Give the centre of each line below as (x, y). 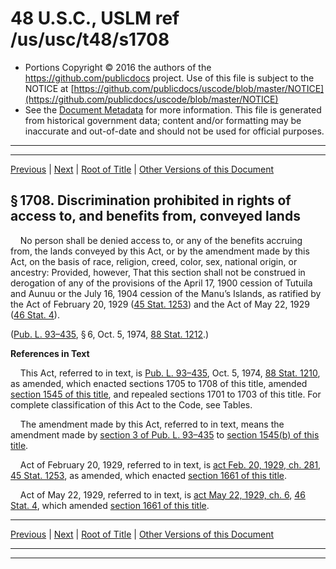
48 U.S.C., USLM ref (95, 18)
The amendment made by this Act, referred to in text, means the (152, 424)
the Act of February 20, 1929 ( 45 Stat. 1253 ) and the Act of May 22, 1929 (160, 304)
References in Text (50, 353)
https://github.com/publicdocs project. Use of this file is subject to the (169, 78)
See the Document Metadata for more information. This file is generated (173, 109)
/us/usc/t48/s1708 (90, 39)
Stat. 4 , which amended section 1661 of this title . (110, 505)
